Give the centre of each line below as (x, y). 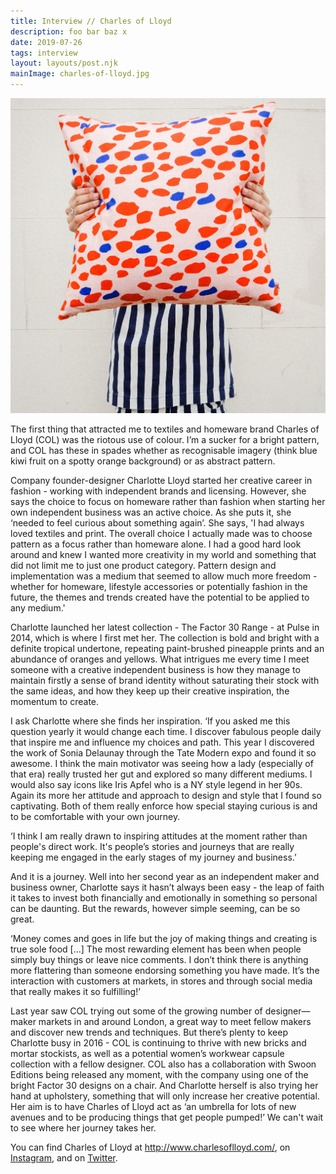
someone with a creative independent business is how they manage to (155, 669)
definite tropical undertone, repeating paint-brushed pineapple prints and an (167, 648)
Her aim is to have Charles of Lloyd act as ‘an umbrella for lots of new (153, 1106)
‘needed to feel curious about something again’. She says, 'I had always (157, 523)
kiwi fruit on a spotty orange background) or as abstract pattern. (143, 461)
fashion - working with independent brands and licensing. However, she (158, 491)
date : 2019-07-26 (46, 42)
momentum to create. (55, 701)
